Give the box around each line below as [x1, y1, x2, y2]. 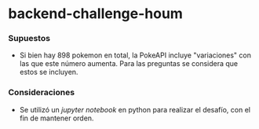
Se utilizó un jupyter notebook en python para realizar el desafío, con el [19, 105, 251, 114]
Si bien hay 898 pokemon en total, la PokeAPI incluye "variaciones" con [19, 50, 251, 60]
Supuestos [8, 33, 51, 44]
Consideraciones [8, 87, 75, 98]
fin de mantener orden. [19, 113, 94, 123]
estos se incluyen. [19, 68, 78, 77]
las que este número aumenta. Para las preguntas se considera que [19, 59, 239, 68]
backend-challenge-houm [8, 5, 183, 23]
